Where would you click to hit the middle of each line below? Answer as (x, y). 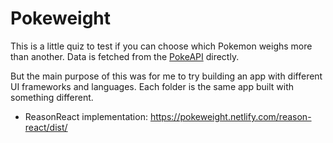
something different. (52, 97)
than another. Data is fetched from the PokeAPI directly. (125, 56)
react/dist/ (46, 127)
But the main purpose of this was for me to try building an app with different (166, 76)
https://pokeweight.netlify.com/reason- (230, 116)
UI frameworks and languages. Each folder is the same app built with (152, 86)
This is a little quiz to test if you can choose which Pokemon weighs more (161, 46)
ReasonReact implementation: (86, 116)
